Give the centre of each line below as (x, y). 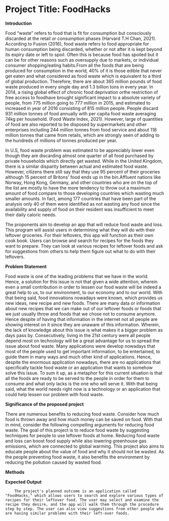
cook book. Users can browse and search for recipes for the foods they (79, 241)
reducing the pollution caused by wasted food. (54, 462)
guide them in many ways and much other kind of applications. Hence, (79, 357)
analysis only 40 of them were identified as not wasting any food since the (82, 204)
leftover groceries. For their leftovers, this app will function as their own (79, 235)
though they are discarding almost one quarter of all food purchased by (79, 156)
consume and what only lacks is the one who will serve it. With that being (81, 384)
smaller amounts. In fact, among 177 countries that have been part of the (81, 199)
